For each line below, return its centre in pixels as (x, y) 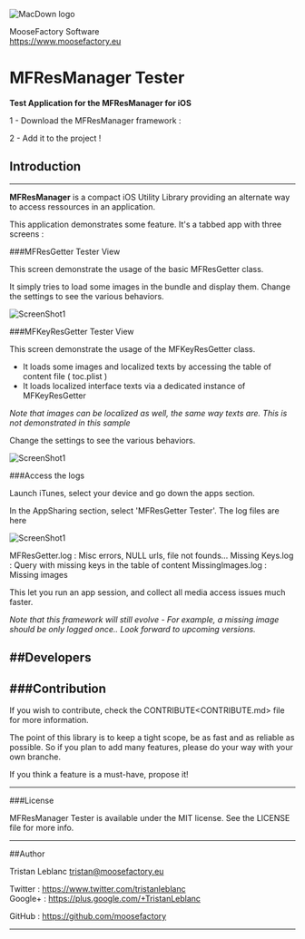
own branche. (35, 757)
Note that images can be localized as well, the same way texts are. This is (148, 413)
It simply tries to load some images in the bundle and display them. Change (150, 287)
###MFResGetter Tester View (65, 251)
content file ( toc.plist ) (65, 376)
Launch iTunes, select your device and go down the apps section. (133, 493)
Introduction (45, 166)
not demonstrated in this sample (70, 423)
